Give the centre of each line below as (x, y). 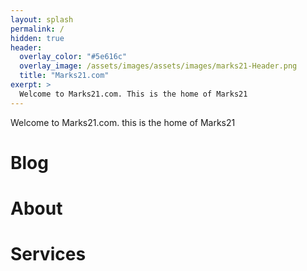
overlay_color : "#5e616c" (73, 57)
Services (48, 254)
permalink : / (37, 29)
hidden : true (37, 38)
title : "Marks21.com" (64, 76)
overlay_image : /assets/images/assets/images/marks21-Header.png (158, 66)
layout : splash (42, 19)
